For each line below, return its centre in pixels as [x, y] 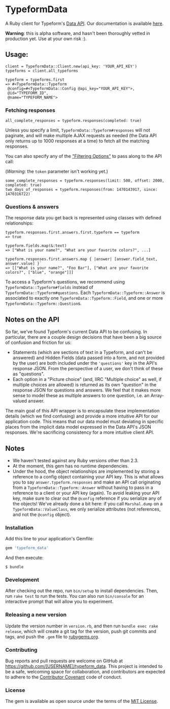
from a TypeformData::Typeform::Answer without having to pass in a [83, 487]
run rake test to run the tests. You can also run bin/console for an [75, 596]
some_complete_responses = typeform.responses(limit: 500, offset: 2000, [85, 181]
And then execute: [24, 558]
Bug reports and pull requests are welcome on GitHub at [64, 661]
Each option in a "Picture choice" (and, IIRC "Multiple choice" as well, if [87, 379]
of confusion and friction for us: [39, 343]
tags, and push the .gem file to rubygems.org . [52, 636]
